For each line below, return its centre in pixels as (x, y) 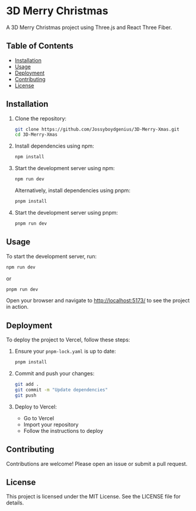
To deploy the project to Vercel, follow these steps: (68, 340)
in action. (17, 307)
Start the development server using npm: (65, 168)
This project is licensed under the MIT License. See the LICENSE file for (94, 497)
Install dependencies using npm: (54, 146)
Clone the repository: (41, 118)
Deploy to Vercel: (36, 407)
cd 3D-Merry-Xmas (36, 135)
